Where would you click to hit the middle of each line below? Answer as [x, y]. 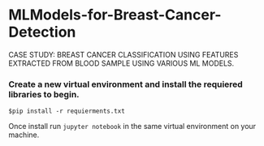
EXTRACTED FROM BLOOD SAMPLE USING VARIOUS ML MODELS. [121, 63]
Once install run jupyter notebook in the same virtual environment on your [132, 127]
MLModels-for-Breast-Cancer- [115, 15]
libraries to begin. [44, 94]
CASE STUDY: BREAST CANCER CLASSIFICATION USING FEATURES [123, 54]
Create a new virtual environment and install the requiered [126, 84]
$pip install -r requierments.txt [67, 111]
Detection [42, 32]
